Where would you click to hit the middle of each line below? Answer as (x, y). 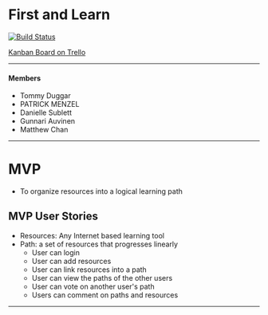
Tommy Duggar (45, 96)
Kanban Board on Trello (47, 52)
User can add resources (71, 261)
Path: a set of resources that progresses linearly (99, 244)
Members (25, 78)
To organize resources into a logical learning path (101, 191)
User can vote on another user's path (93, 286)
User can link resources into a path (89, 270)
